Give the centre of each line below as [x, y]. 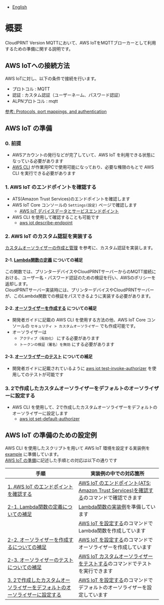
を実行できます [96, 571]
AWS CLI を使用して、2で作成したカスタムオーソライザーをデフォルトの [85, 407]
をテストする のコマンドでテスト [115, 563]
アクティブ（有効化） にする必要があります [60, 338]
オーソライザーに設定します [40, 413]
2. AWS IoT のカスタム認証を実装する [49, 236]
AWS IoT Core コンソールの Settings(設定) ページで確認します [75, 205]
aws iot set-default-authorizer [50, 419]
